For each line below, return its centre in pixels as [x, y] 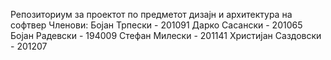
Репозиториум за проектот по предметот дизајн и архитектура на [151, 14]
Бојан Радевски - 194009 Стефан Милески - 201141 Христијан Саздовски [166, 35]
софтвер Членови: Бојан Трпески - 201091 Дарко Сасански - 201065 [156, 25]
